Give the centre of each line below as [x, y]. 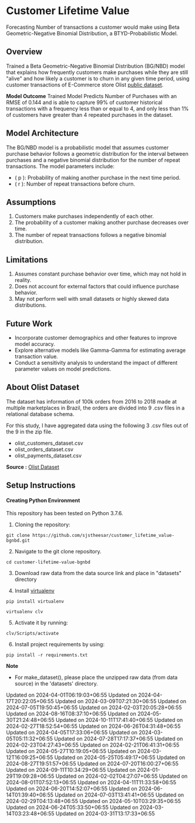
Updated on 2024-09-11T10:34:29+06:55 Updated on [71, 770]
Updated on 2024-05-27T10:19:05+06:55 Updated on [71, 751]
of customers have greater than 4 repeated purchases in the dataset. [90, 115]
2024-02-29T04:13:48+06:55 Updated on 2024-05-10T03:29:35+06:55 [93, 801]
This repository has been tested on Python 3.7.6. [65, 513]
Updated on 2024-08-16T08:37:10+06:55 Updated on [71, 714]
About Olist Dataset [43, 387]
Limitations [27, 260]
